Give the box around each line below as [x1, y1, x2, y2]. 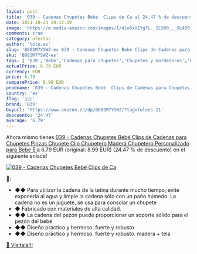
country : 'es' [6, 90, 41, 96]
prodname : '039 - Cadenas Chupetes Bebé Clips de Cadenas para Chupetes [6, 85, 191, 91]
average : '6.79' [6, 118, 46, 124]
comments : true [6, 31, 43, 36]
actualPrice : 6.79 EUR [6, 63, 62, 69]
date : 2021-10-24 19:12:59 [6, 19, 72, 25]
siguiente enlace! [6, 153, 47, 160]
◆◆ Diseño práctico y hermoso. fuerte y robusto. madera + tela [14, 230, 171, 238]
